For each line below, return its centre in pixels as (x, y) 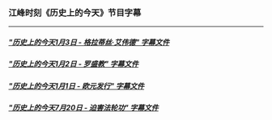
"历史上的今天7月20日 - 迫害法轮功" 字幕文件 (84, 108)
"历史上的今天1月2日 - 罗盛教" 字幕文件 (74, 64)
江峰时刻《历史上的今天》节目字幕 (75, 12)
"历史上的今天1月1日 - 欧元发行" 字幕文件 (76, 85)
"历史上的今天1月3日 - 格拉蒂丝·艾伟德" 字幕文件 (89, 42)
